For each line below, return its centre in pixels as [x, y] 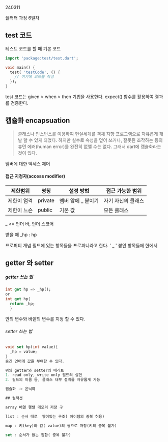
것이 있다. [27, 153]
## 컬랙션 [14, 398]
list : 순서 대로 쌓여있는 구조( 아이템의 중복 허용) [55, 417]
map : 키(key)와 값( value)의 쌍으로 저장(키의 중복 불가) [61, 426]
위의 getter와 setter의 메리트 [35, 370]
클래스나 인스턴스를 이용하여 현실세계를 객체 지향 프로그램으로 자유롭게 [88, 134]
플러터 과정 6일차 [22, 18]
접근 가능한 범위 [124, 191]
